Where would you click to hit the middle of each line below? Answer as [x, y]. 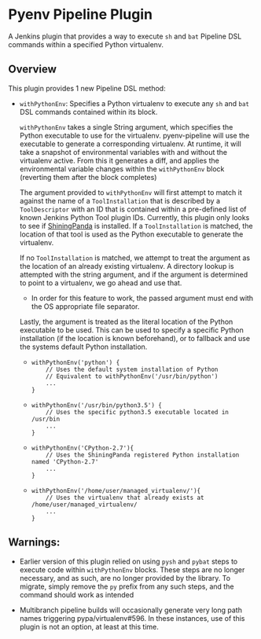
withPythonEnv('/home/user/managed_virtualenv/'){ [116, 490]
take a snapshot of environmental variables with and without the [123, 152]
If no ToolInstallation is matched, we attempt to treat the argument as [134, 258]
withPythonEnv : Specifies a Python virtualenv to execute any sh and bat [134, 103]
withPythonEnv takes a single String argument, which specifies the [126, 127]
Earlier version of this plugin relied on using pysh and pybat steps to [129, 561]
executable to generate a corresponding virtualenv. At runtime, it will [130, 144]
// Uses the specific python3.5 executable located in [138, 412]
